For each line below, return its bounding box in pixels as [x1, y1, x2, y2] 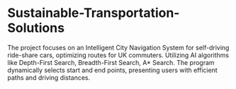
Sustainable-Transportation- [7, 5, 180, 21]
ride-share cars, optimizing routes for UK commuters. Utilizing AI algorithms [7, 51, 229, 59]
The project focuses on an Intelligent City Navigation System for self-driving [7, 43, 230, 52]
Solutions [7, 20, 65, 36]
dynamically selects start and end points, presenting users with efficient [7, 66, 218, 74]
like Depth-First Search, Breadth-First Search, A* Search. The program [7, 58, 215, 66]
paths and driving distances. [7, 73, 91, 82]
